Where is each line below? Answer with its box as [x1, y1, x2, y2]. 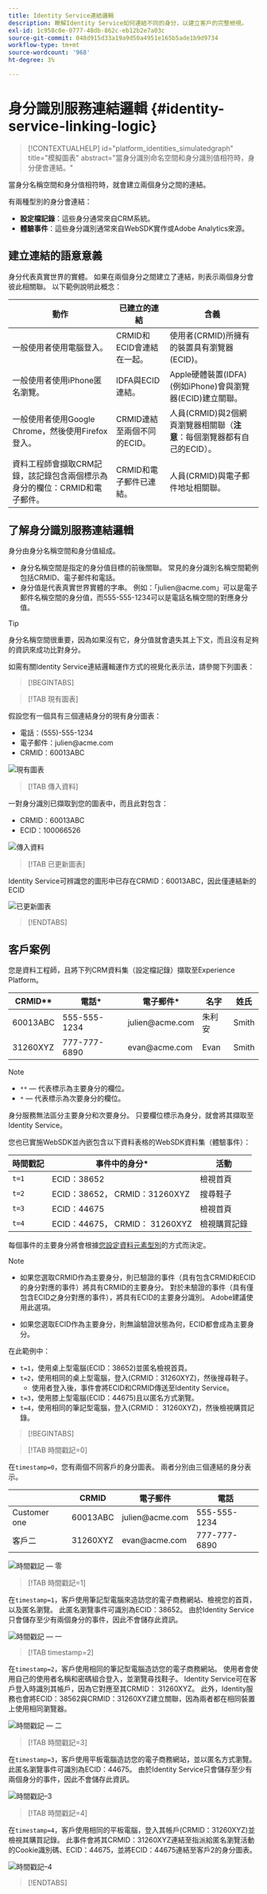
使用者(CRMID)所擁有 [169, 329, 250, 341]
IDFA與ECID [115, 375, 161, 386]
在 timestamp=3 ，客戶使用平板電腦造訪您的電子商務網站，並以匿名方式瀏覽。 [8, 1755, 257, 1764]
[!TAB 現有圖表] [27, 694, 79, 704]
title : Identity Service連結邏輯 [8, 11, 114, 20]
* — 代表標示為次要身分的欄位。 [19, 1093, 126, 1103]
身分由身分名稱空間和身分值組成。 [8, 546, 120, 555]
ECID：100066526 [19, 825, 81, 836]
